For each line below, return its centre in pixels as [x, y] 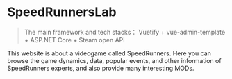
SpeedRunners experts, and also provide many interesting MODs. [101, 68]
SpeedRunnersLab [62, 12]
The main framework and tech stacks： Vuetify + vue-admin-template [125, 32]
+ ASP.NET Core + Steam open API [74, 39]
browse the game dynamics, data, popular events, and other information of [114, 60]
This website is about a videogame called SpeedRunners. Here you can [109, 53]
